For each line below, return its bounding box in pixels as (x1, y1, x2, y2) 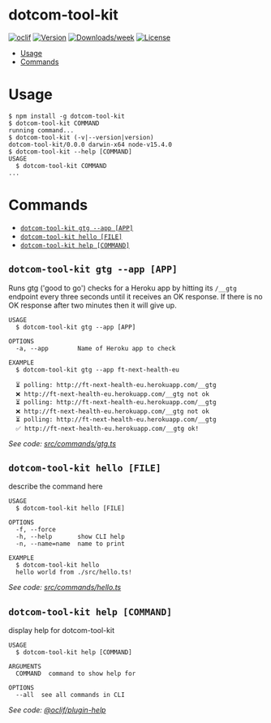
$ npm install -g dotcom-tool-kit (8, 112, 126, 120)
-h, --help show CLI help (15, 533, 126, 541)
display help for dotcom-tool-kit (8, 626, 115, 635)
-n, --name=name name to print (15, 540, 126, 549)
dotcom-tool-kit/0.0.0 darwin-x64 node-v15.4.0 (8, 140, 173, 148)
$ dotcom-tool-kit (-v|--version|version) (8, 133, 154, 141)
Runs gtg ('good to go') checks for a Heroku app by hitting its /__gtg (8, 282, 237, 293)
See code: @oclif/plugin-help (8, 705, 106, 715)
